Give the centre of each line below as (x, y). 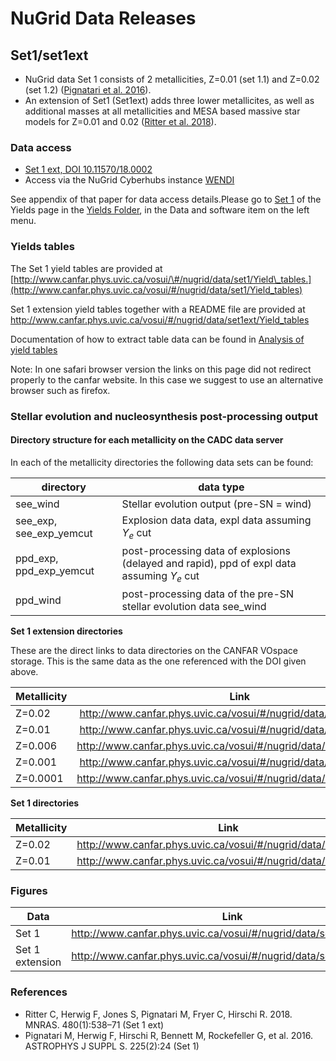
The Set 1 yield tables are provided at (86, 268)
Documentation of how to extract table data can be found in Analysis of (157, 339)
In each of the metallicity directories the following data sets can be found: (162, 462)
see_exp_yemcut (54, 534)
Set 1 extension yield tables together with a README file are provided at (158, 309)
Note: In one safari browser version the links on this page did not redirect (161, 369)
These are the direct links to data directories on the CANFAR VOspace (154, 651)
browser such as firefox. (60, 390)
